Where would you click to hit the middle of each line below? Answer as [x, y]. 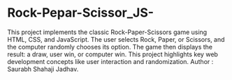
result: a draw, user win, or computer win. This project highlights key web [113, 54]
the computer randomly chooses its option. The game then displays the [110, 47]
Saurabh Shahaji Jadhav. [43, 69]
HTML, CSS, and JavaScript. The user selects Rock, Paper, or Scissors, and [116, 39]
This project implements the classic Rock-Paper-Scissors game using [107, 32]
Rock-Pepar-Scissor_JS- [81, 13]
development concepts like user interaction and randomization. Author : [110, 61]
